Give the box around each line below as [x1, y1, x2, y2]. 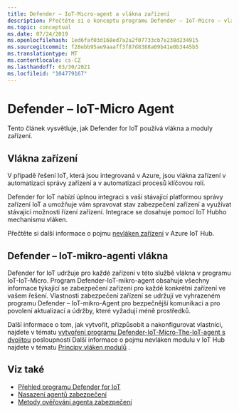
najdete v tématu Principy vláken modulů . [7, 343, 130, 352]
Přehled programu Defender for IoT [17, 382, 121, 391]
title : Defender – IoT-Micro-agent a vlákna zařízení [7, 10, 171, 18]
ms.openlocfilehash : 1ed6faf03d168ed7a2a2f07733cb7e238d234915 [7, 37, 199, 44]
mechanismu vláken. [7, 215, 68, 224]
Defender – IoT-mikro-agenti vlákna [7, 250, 169, 262]
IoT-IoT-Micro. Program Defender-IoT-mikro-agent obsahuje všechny [7, 276, 210, 285]
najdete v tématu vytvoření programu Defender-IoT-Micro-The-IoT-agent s [7, 328, 225, 337]
